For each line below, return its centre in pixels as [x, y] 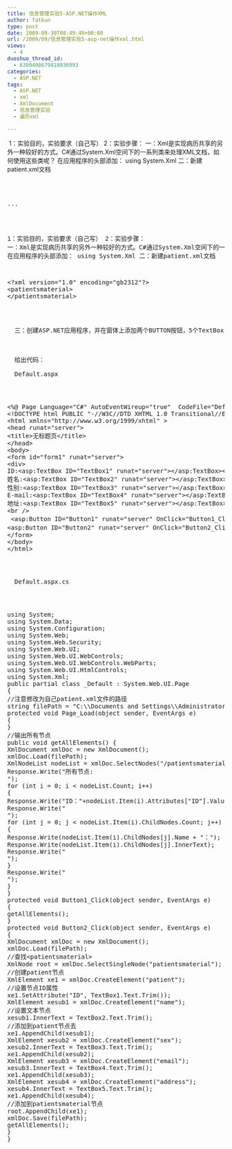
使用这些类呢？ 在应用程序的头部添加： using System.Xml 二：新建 [108, 161]
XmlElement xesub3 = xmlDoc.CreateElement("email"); [98, 1061]
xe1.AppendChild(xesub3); [51, 1075]
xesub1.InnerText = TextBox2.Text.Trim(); [80, 1017]
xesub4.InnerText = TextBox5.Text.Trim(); [80, 1088]
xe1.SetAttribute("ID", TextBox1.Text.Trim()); [89, 995]
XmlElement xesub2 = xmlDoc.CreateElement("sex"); [95, 1040]
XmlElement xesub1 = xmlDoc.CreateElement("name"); [97, 1002]
